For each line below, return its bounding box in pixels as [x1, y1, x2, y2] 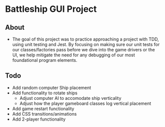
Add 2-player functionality [12, 116, 66, 122]
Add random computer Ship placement [12, 85, 91, 90]
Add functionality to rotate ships [12, 90, 78, 96]
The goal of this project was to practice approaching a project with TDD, [12, 36, 159, 42]
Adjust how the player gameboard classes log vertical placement [19, 100, 151, 106]
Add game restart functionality [12, 105, 75, 112]
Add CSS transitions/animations [12, 111, 77, 117]
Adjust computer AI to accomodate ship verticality [19, 95, 122, 101]
